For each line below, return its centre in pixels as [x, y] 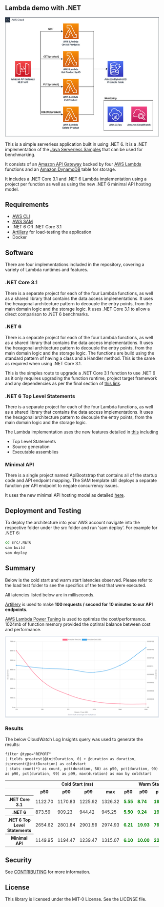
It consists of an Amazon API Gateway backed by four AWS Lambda [73, 164]
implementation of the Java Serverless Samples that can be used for [74, 149]
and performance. [23, 629]
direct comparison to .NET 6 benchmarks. [47, 314]
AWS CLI [21, 216]
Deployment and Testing [43, 511]
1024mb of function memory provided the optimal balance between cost [78, 624]
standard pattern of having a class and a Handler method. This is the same [80, 358]
